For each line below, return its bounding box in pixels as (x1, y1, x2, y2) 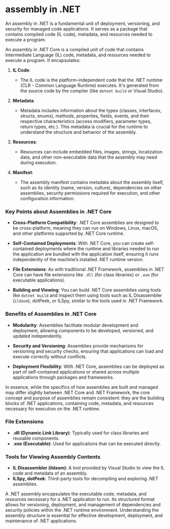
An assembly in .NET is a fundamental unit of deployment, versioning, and (5, 20, 160, 26)
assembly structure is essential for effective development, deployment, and (5, 512, 163, 519)
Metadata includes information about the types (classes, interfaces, (20, 107, 162, 113)
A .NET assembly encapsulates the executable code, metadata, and (5, 491, 147, 497)
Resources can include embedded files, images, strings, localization (20, 148, 163, 154)
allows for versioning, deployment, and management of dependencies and (5, 502, 161, 508)
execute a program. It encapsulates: (5, 57, 81, 63)
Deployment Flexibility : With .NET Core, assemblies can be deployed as (12, 363, 164, 369)
